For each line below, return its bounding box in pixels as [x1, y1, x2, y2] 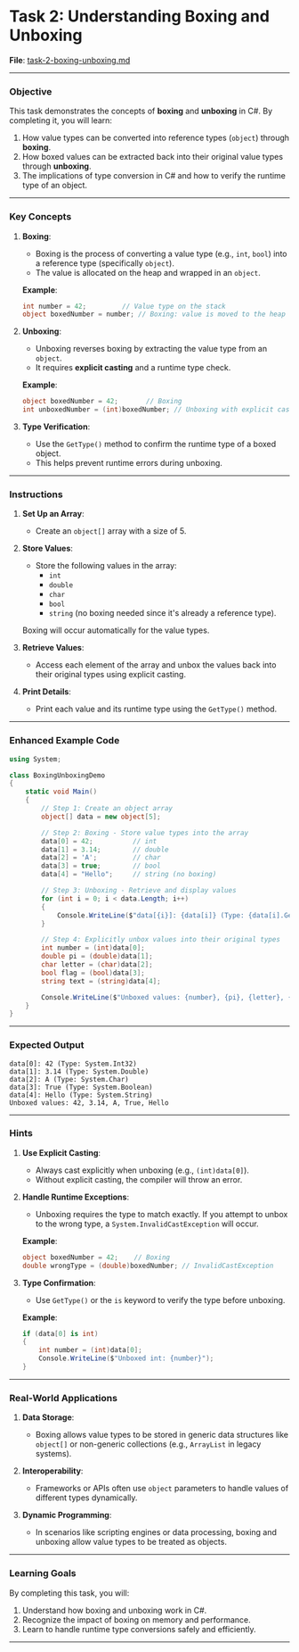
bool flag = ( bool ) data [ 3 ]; [41, 968, 145, 977]
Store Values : [21, 543, 74, 554]
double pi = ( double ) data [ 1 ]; [41, 952, 153, 961]
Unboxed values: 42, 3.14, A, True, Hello [9, 1098, 169, 1108]
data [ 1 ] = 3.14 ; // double [41, 845, 169, 854]
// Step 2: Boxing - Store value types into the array [41, 828, 249, 837]
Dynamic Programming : [21, 1510, 112, 1521]
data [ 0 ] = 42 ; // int [41, 836, 158, 845]
